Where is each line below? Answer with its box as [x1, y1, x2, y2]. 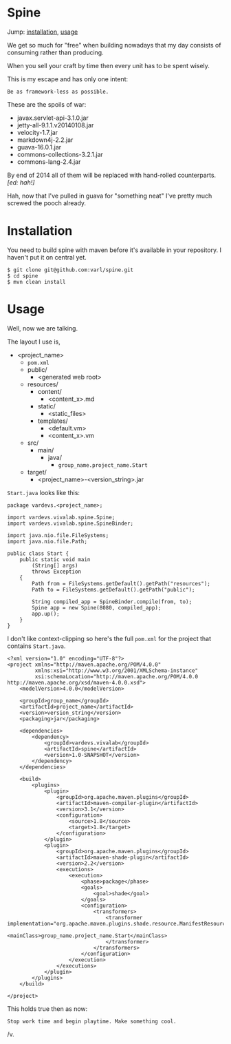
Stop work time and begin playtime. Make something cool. [7, 1018, 177, 1025]
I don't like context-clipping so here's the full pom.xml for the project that [7, 634, 212, 643]
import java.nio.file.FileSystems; [7, 532, 109, 539]
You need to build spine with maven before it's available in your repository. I [7, 246, 222, 254]
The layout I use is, [7, 337, 60, 346]
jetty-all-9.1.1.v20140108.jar [16, 121, 94, 129]
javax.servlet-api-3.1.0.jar [16, 114, 89, 122]
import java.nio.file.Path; [7, 538, 88, 545]
